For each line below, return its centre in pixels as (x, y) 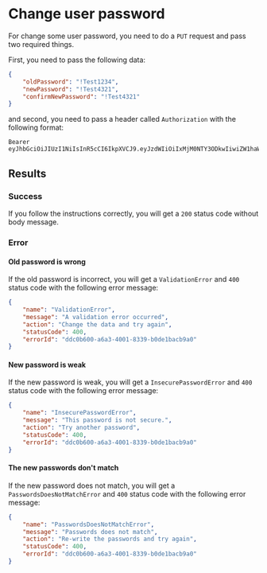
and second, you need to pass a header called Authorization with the (122, 119)
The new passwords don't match (64, 468)
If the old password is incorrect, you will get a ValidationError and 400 (124, 279)
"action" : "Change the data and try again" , (97, 324)
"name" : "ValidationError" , (69, 310)
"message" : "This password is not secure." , (97, 420)
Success (25, 196)
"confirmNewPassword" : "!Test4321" (81, 96)
